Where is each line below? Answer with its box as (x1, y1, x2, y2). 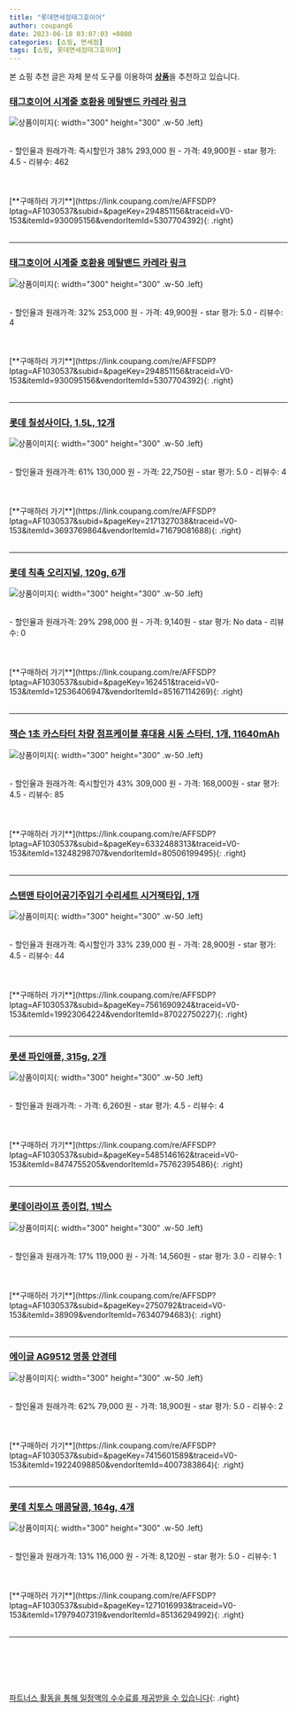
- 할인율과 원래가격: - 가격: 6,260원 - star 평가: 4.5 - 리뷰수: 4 (9, 1100, 225, 1112)
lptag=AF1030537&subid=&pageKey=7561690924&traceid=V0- (9, 999, 240, 1010)
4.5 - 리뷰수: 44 (9, 949, 65, 961)
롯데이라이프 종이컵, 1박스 (9, 1201, 112, 1213)
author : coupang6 (9, 21, 73, 30)
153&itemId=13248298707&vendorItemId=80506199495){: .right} (9, 848, 247, 858)
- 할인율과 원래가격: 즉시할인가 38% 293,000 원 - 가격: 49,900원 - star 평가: (9, 145, 277, 156)
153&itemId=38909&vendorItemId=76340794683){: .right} (9, 1309, 222, 1320)
